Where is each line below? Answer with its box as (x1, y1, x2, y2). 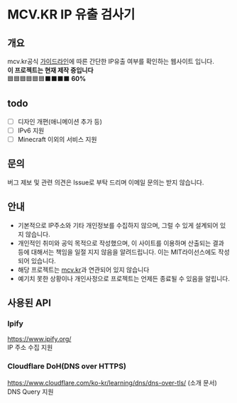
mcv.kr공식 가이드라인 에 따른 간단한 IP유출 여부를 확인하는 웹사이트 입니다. (7, 57, 214, 65)
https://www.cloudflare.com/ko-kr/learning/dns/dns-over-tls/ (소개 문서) (7, 378, 218, 387)
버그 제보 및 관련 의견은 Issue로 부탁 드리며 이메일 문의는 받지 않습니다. (7, 178, 204, 187)
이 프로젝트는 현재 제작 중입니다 (7, 66, 94, 74)
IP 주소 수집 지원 (7, 343, 53, 352)
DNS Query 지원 (7, 387, 54, 396)
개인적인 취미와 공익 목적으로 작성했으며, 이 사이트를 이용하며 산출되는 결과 (17, 238, 225, 247)
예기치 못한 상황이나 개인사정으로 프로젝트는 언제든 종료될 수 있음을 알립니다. (17, 274, 231, 282)
